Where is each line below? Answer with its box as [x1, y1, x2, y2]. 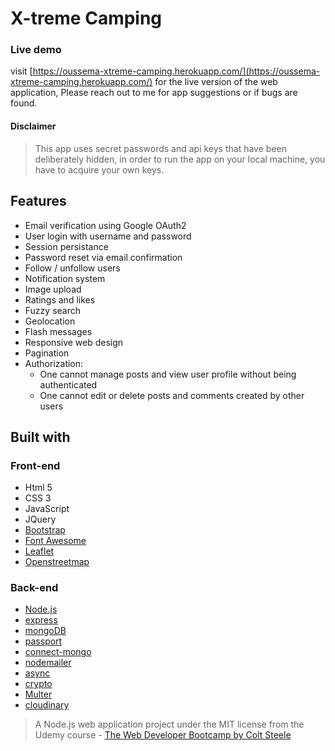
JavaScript [24, 503, 70, 515]
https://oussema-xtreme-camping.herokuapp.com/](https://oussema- [32, 65, 321, 77]
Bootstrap [24, 524, 66, 536]
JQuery [24, 513, 57, 526]
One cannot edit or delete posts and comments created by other [39, 389, 305, 401]
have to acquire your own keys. [34, 163, 165, 176]
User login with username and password [24, 230, 192, 242]
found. [10, 97, 38, 109]
